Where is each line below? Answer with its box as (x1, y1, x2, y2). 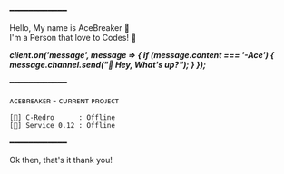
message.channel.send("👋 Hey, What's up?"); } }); (9, 60, 207, 70)
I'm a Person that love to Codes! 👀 (9, 33, 137, 43)
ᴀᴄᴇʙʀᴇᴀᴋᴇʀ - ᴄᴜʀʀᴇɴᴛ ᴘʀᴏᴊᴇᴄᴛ (9, 95, 120, 105)
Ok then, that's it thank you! (9, 155, 113, 165)
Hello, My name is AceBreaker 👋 (9, 23, 130, 33)
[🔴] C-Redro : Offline (9, 113, 116, 122)
